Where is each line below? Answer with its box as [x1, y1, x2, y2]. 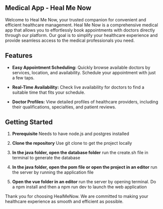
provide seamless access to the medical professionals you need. [5, 37, 135, 43]
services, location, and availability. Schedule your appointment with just [12, 70, 156, 75]
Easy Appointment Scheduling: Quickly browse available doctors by [12, 64, 150, 70]
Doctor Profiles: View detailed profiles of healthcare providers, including [12, 99, 158, 104]
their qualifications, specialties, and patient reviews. [12, 104, 117, 110]
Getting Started [5, 118, 53, 126]
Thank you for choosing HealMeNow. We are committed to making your [5, 193, 148, 199]
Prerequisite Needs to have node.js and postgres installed [12, 131, 129, 137]
